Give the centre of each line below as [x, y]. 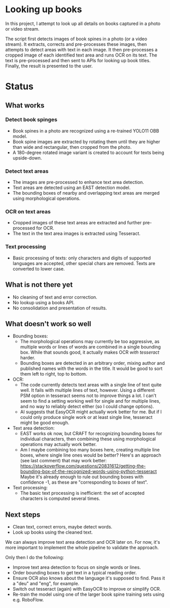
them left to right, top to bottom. [54, 374]
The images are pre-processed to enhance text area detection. [78, 182]
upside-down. [27, 158]
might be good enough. [45, 423]
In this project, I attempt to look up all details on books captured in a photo [83, 23]
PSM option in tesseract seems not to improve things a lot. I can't [88, 395]
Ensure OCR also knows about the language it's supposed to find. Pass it [89, 578]
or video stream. [22, 29]
